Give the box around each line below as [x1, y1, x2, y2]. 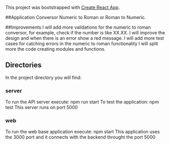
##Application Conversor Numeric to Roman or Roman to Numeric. [5, 14, 146, 20]
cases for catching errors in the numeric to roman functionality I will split [5, 40, 158, 47]
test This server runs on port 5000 [5, 105, 78, 111]
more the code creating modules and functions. [5, 46, 106, 52]
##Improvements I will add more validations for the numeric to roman [5, 24, 151, 30]
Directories [5, 61, 42, 70]
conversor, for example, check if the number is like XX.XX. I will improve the [5, 30, 165, 35]
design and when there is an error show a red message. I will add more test [5, 35, 164, 41]
